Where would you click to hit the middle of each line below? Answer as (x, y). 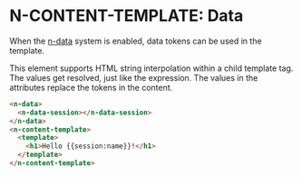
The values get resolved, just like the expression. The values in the (134, 77)
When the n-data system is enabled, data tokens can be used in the (136, 41)
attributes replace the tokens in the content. (91, 87)
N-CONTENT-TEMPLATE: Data (127, 16)
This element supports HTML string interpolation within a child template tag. (151, 68)
